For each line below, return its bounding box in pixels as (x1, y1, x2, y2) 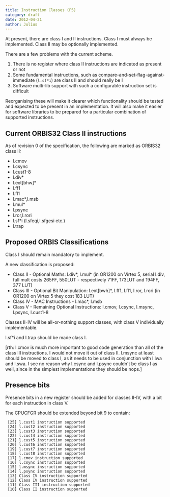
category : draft (5, 12, 40, 17)
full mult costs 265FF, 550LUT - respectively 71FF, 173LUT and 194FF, (12, 276, 160, 282)
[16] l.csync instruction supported (7, 460, 86, 465)
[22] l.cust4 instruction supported (7, 433, 86, 438)
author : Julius (5, 21, 38, 27)
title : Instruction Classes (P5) (5, 7, 76, 13)
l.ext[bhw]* (12, 180, 37, 186)
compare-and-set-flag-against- (98, 72, 165, 78)
